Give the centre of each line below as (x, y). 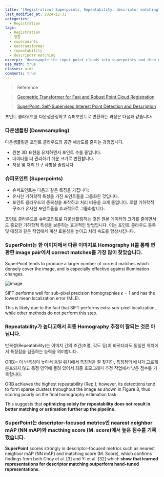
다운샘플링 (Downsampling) (37, 130)
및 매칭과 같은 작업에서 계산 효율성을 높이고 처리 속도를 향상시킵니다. (70, 231)
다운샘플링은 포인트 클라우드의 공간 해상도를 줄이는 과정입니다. (64, 142)
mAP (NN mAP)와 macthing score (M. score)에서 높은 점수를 (76, 430)
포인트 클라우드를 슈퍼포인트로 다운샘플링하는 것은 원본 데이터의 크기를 (72, 219)
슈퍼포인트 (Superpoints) (34, 178)
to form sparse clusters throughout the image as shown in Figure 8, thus (78, 389)
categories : (17, 19)
